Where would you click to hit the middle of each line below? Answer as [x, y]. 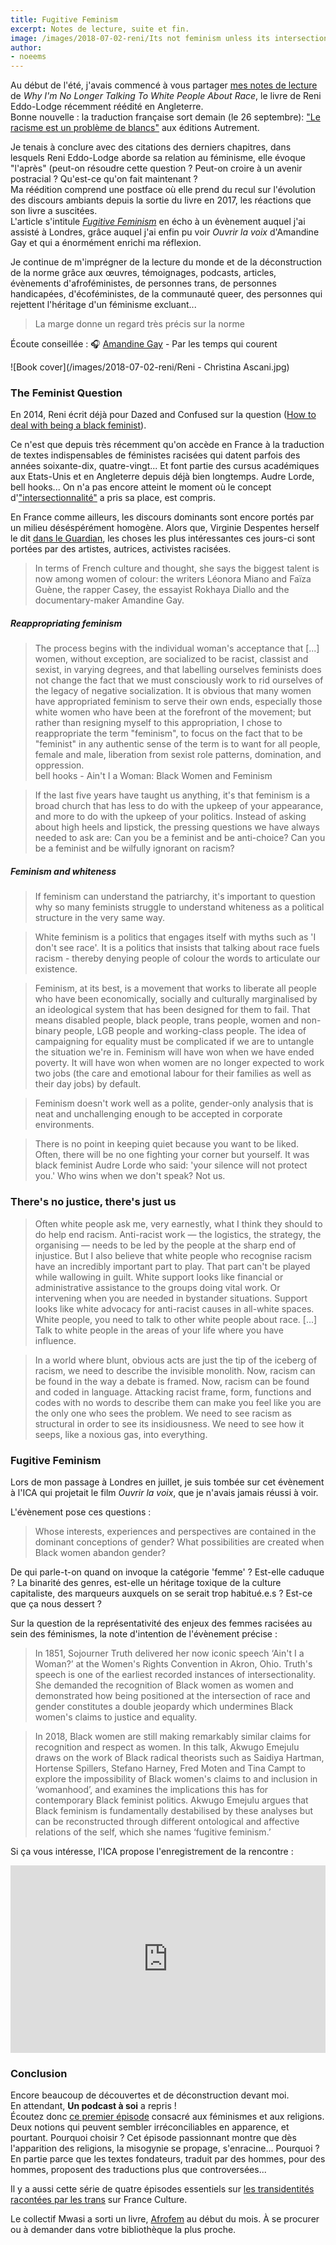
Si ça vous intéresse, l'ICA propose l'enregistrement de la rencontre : [152, 1851]
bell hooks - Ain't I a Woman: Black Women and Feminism [153, 776]
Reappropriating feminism [66, 623]
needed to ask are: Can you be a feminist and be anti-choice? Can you [180, 838]
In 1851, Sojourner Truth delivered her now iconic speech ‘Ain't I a [169, 1653]
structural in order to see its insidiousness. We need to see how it [169, 1423]
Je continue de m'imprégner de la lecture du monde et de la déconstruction [166, 262]
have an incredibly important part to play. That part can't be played [172, 1266]
